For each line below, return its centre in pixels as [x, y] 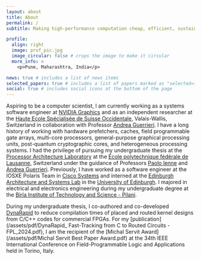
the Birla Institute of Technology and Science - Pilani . [71, 195]
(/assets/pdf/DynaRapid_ [37, 225]
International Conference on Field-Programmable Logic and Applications [96, 244]
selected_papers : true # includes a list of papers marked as [85, 83]
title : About [22, 17]
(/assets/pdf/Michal [31, 238]
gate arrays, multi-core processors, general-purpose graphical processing [98, 137]
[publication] [146, 219]
